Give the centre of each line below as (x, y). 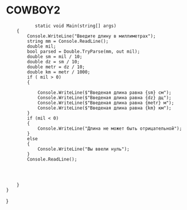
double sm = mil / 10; (55, 56)
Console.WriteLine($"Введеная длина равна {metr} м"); (106, 103)
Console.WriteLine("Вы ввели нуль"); (84, 149)
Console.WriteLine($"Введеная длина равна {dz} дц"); (104, 97)
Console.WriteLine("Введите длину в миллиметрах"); (92, 36)
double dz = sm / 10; (54, 62)
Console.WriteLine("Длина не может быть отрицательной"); (110, 128)
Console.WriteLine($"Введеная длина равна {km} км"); (104, 108)
